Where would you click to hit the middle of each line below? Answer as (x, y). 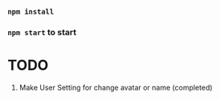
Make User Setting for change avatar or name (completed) (116, 87)
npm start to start (42, 32)
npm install (31, 12)
